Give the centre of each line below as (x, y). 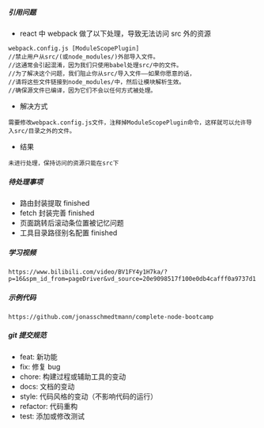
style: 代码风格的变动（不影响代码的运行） (89, 396)
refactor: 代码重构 (48, 406)
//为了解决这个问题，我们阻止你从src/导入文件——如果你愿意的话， (102, 74)
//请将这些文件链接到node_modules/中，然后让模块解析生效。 (97, 82)
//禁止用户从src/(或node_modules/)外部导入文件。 (84, 57)
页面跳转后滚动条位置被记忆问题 (72, 222)
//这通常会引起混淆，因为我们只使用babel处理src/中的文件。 (96, 65)
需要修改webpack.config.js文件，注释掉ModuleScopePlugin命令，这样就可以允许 (127, 123)
